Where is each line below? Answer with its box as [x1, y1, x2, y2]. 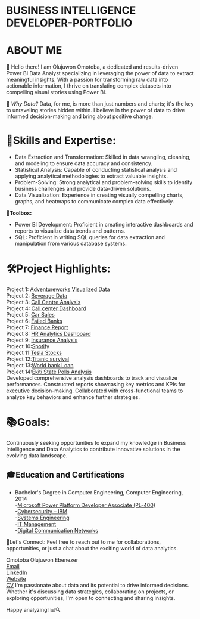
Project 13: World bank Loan [6, 362, 74, 369]
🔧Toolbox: [6, 209, 32, 216]
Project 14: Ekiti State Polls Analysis [6, 368, 92, 375]
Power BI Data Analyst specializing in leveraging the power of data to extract [6, 70, 194, 77]
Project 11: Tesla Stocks [6, 349, 62, 356]
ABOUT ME [6, 44, 62, 57]
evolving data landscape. [6, 451, 68, 459]
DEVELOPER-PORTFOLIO [6, 16, 133, 30]
